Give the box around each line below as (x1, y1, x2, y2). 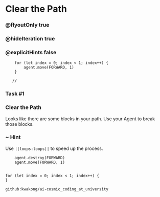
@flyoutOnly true (5, 21, 50, 29)
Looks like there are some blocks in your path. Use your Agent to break (5, 116, 155, 122)
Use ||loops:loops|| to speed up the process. (5, 145, 103, 151)
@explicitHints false (5, 49, 57, 56)
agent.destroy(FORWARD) (14, 155, 65, 160)
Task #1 (5, 90, 25, 97)
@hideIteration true (5, 35, 55, 42)
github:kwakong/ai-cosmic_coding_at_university (5, 186, 109, 192)
